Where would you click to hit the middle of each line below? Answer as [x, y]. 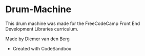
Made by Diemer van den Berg [38, 39]
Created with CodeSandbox [42, 48]
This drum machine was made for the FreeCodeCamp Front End [73, 23]
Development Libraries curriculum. [42, 29]
